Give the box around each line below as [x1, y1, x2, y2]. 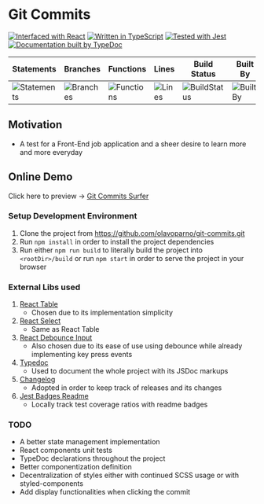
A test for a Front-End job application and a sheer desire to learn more [19, 139, 247, 149]
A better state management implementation [19, 437, 160, 447]
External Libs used [8, 281, 81, 292]
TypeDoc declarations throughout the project [19, 454, 166, 463]
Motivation [8, 118, 63, 131]
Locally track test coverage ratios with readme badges [31, 399, 208, 410]
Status [191, 68, 216, 79]
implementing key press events [31, 350, 133, 359]
